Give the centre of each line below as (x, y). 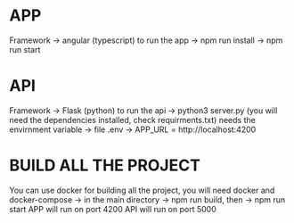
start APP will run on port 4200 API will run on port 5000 (113, 209)
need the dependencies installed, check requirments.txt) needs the (132, 120)
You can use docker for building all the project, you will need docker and (142, 190)
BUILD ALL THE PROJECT (105, 165)
